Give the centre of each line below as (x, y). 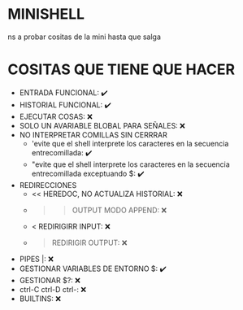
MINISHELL (46, 14)
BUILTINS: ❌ (40, 299)
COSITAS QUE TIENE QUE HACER (121, 70)
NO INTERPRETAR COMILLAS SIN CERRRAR (93, 134)
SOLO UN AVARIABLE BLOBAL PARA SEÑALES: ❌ (102, 125)
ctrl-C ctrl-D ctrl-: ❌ (53, 289)
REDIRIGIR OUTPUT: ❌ (89, 242)
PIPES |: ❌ (37, 259)
